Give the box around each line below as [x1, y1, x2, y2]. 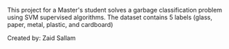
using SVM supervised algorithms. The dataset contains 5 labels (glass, [7, 13, 212, 21]
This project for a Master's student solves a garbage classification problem [7, 6, 223, 14]
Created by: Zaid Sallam [7, 34, 76, 42]
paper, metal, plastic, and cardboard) [7, 21, 113, 28]
